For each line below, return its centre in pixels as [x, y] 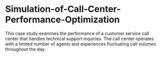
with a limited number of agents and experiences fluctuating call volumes [81, 44]
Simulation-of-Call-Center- [63, 9]
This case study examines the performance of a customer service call [77, 33]
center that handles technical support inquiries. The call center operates [79, 39]
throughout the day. [25, 49]
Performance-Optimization [62, 20]
